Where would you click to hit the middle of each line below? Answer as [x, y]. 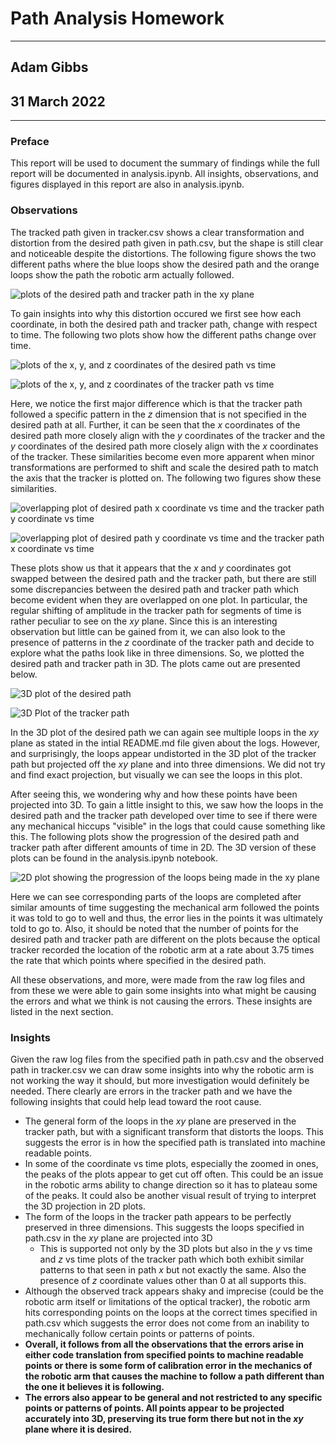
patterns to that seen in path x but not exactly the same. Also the [173, 1270]
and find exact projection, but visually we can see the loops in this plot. [156, 774]
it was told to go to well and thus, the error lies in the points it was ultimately [166, 918]
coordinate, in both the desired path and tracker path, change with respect [164, 324]
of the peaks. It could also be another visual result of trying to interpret [170, 1196]
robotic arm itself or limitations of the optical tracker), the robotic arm [167, 1302]
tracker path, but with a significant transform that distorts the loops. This [174, 1132]
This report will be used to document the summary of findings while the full [165, 163]
